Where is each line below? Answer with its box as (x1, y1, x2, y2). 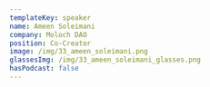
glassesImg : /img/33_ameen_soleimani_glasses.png (9, 55, 202, 64)
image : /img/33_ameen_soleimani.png (9, 47, 148, 56)
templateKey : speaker (9, 13, 92, 23)
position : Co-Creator (9, 38, 92, 48)
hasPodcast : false (9, 64, 79, 73)
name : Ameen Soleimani (9, 22, 95, 31)
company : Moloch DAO (9, 30, 88, 39)
